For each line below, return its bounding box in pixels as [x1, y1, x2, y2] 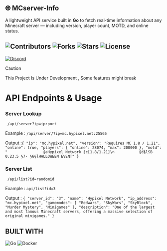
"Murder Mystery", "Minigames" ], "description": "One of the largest [5, 205, 155, 210]
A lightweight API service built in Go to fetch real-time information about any [5, 17, 162, 23]
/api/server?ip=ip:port [7, 122, 57, 127]
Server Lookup [5, 110, 42, 117]
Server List [5, 166, 32, 173]
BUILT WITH [5, 227, 43, 236]
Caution [5, 65, 21, 71]
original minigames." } [5, 214, 55, 219]
